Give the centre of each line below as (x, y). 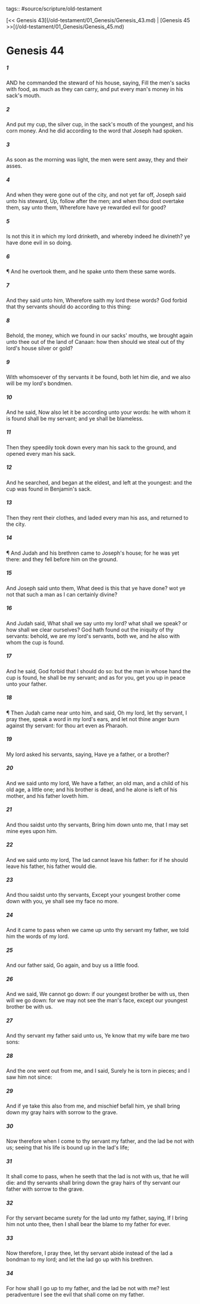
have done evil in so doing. (39, 243)
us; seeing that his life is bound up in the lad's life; (68, 1148)
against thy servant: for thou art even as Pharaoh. (67, 725)
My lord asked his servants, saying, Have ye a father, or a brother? (88, 754)
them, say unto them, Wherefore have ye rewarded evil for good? (86, 208)
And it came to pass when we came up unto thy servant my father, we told (98, 930)
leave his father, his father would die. (52, 866)
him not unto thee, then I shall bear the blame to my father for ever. (88, 1224)
